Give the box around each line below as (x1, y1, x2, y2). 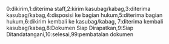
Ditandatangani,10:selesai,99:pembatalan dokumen (6, 31, 134, 38)
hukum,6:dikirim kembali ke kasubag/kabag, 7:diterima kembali (6, 18, 164, 25)
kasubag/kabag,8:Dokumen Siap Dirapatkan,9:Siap (6, 24, 134, 31)
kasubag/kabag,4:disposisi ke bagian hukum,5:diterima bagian (6, 11, 163, 19)
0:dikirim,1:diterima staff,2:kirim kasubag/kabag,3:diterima (6, 5, 151, 12)
